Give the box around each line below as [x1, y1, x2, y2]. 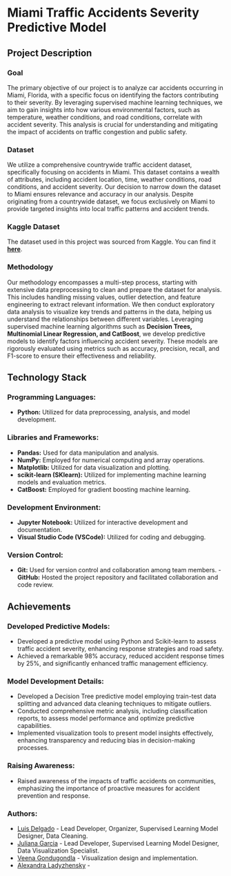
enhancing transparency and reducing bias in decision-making [17, 736, 195, 745]
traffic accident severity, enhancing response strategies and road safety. [17, 645, 224, 653]
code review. [17, 581, 54, 589]
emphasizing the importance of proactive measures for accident [17, 784, 200, 792]
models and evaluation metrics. [17, 477, 107, 486]
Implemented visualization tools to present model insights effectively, [17, 729, 214, 738]
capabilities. [17, 722, 52, 730]
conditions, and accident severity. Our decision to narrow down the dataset [7, 183, 221, 191]
